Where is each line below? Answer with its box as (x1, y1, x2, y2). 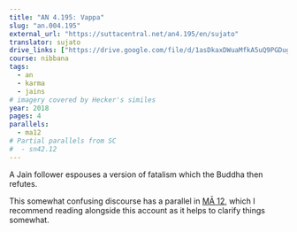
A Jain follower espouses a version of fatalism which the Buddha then (9, 169, 263, 180)
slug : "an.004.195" (9, 21, 81, 30)
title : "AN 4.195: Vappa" (9, 12, 104, 22)
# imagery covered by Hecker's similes (9, 95, 156, 104)
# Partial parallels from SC (9, 136, 117, 145)
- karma (17, 79, 46, 88)
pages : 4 (9, 112, 42, 120)
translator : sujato (9, 37, 81, 47)
